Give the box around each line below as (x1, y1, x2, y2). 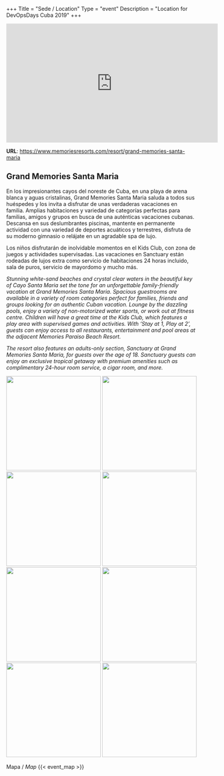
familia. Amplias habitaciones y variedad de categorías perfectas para (6, 207, 181, 214)
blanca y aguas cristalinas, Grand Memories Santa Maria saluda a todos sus (6, 193, 195, 201)
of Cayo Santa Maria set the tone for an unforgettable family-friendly (6, 281, 179, 289)
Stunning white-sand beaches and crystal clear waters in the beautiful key (6, 275, 193, 282)
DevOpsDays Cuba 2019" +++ (6, 11, 82, 19)
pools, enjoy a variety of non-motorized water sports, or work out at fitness (6, 307, 194, 314)
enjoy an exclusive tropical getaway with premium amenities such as (6, 357, 178, 364)
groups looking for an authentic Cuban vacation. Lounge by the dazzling (6, 300, 188, 308)
